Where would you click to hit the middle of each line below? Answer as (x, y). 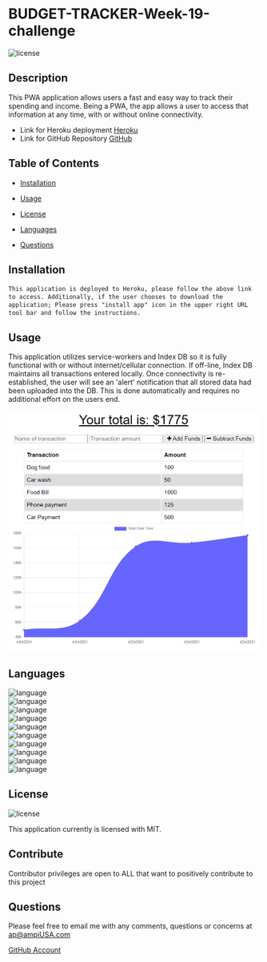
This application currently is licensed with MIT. (85, 829)
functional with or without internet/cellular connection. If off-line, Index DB (131, 365)
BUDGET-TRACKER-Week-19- (109, 14)
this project (27, 882)
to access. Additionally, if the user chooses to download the (116, 297)
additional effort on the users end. (64, 400)
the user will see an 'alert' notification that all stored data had (151, 382)
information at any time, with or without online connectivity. (106, 114)
